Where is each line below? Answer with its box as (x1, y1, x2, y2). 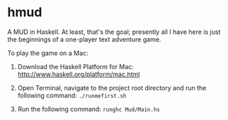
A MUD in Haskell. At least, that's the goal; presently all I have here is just (7, 28, 221, 36)
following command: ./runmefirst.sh (17, 91, 127, 100)
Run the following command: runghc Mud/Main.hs (17, 104, 161, 113)
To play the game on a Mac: (7, 49, 89, 57)
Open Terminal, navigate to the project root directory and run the (17, 83, 207, 92)
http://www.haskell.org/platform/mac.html (17, 70, 140, 78)
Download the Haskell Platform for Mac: (17, 62, 135, 71)
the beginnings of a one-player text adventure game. (7, 35, 161, 43)
